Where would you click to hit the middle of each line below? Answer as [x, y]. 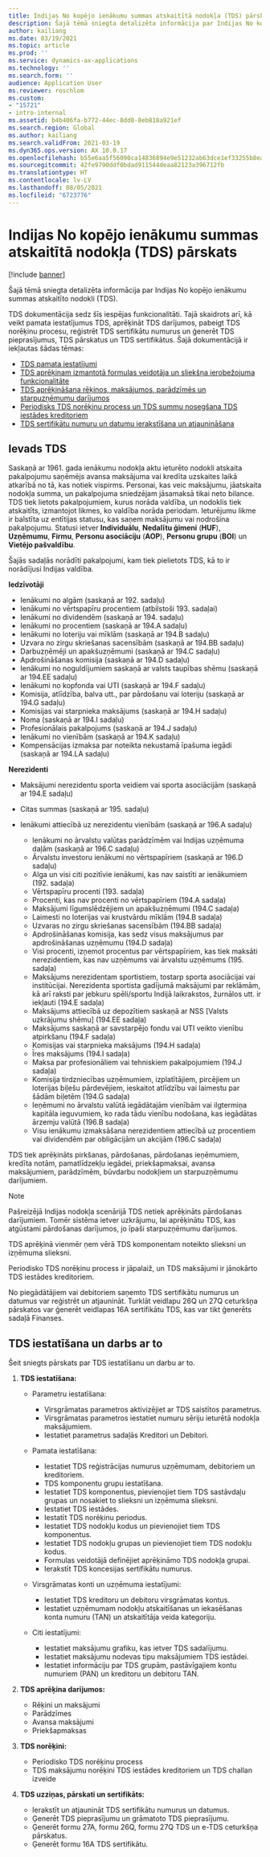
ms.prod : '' [28, 53]
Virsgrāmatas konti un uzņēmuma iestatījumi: [106, 1584]
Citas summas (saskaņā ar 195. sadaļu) [84, 810]
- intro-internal [37, 113]
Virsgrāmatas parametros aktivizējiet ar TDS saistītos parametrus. [153, 1410]
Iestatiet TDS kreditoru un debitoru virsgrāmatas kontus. [137, 1600]
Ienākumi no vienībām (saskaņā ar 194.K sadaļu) [100, 737]
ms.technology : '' [39, 68]
